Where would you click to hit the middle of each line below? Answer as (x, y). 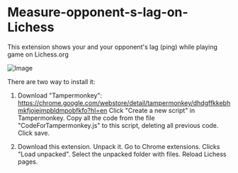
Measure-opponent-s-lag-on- (98, 12)
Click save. (34, 133)
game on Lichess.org (38, 54)
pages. (28, 161)
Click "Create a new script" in (152, 110)
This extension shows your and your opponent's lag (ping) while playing (113, 47)
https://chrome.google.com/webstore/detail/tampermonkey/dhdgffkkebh (124, 102)
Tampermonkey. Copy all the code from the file (86, 118)
